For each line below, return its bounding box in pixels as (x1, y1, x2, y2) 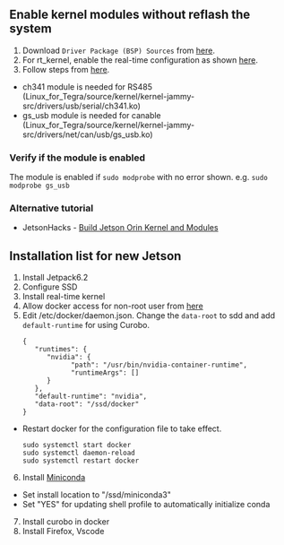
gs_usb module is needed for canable (22, 109, 161, 120)
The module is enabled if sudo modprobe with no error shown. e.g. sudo (9, 172, 269, 183)
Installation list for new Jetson (9, 248, 182, 264)
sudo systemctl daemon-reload (22, 448, 136, 458)
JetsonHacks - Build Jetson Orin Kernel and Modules (22, 222, 219, 233)
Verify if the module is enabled (9, 151, 146, 164)
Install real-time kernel (22, 291, 106, 302)
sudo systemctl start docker (22, 441, 132, 450)
